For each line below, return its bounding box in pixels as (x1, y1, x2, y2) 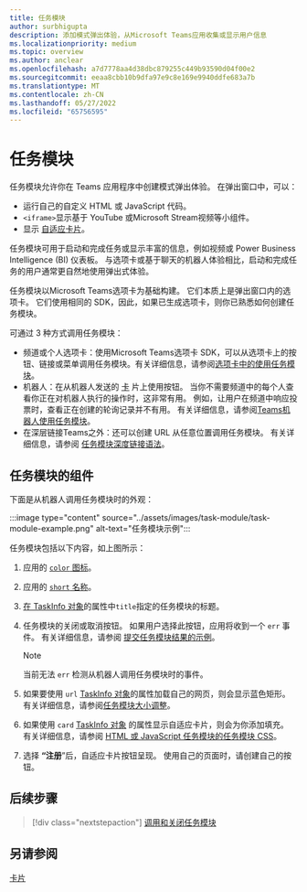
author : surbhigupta (9, 22, 89, 31)
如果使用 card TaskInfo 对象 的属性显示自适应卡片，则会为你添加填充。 (22, 719, 290, 730)
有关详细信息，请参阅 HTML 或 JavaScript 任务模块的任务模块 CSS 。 (22, 731, 281, 741)
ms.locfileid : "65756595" (9, 107, 108, 116)
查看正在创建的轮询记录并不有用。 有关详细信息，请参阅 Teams (47, 404, 283, 415)
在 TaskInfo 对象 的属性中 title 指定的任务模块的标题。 (22, 601, 225, 611)
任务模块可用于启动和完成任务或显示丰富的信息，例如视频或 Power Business (9, 243, 296, 254)
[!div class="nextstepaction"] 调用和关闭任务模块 (31, 816, 217, 828)
